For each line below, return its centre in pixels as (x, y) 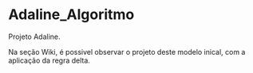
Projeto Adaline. (35, 36)
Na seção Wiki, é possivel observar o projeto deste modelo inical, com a (127, 52)
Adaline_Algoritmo (71, 15)
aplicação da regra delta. (49, 60)
